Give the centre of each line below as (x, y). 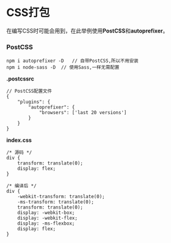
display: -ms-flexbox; (46, 224)
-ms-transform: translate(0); (56, 202)
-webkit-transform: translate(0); (61, 197)
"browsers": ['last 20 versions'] (83, 113)
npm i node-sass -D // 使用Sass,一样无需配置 (63, 67)
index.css (19, 140)
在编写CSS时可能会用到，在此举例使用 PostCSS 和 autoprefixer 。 (87, 31)
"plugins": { (34, 102)
